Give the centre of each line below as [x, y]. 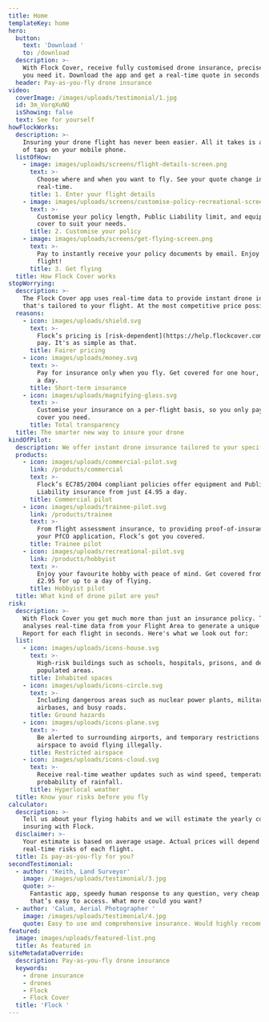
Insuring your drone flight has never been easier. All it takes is [139, 142]
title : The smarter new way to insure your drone [100, 432]
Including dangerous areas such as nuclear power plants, [136, 700]
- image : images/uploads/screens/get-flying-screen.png [118, 239]
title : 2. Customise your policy [85, 232]
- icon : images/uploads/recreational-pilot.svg [103, 551]
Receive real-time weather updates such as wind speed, [132, 775]
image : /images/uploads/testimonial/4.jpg [94, 916]
